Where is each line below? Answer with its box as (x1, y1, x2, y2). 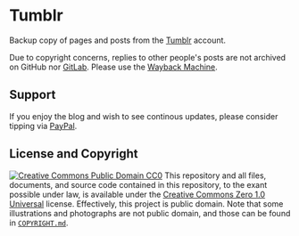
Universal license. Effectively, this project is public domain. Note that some (9, 198, 284, 209)
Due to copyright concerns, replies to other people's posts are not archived (9, 52, 287, 62)
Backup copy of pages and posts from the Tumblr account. (9, 35, 226, 45)
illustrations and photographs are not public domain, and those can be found (9, 208, 291, 218)
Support (9, 87, 56, 102)
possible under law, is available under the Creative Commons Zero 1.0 (9, 189, 266, 199)
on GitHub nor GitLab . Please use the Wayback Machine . (9, 61, 219, 72)
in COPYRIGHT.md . (9, 217, 69, 228)
